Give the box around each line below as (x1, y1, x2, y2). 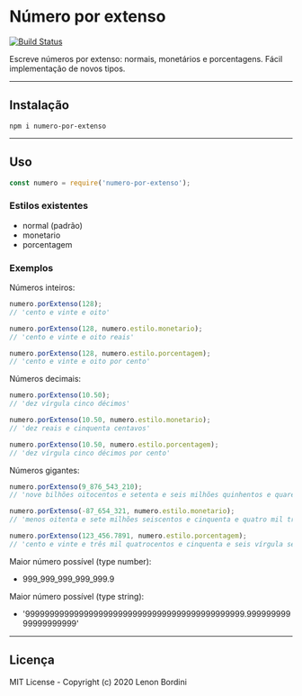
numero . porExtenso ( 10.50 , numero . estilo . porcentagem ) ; (9, 439, 219, 449)
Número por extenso (9, 6, 166, 27)
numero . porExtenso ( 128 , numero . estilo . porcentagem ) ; (9, 348, 211, 357)
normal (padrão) (22, 220, 84, 230)
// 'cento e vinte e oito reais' (9, 332, 135, 341)
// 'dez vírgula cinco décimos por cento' (9, 448, 171, 457)
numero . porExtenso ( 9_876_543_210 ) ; (9, 482, 143, 492)
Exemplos (9, 261, 54, 274)
